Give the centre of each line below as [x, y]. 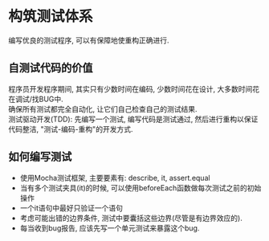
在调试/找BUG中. [36, 99]
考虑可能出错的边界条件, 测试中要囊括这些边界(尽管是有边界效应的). [131, 218]
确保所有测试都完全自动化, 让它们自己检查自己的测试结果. [103, 108]
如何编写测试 [40, 157]
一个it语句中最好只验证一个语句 [71, 208]
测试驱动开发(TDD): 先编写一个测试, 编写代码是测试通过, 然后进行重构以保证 [133, 119]
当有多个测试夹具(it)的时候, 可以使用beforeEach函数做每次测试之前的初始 [141, 188]
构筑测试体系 [51, 16]
